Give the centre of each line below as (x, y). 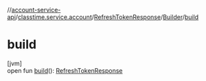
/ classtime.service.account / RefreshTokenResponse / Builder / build (107, 17)
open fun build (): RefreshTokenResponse (65, 70)
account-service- (36, 10)
